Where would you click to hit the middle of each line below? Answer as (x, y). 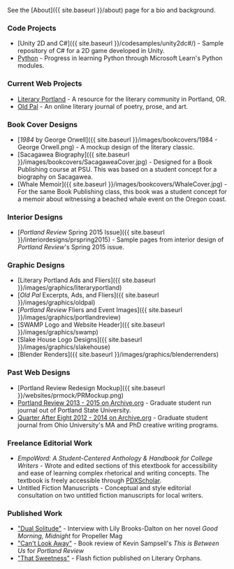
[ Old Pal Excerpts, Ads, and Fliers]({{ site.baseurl (88, 295)
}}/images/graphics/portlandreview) (69, 318)
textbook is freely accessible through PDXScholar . (89, 480)
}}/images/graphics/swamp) (58, 332)
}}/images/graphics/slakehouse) (64, 347)
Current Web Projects (45, 84)
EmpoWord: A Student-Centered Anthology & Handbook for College (115, 458)
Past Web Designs (39, 373)
